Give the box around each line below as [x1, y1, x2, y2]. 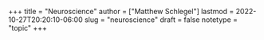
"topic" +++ [8, 24, 48, 32]
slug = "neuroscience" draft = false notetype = [84, 15, 238, 24]
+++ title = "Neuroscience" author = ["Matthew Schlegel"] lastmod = [8, 7, 234, 16]
